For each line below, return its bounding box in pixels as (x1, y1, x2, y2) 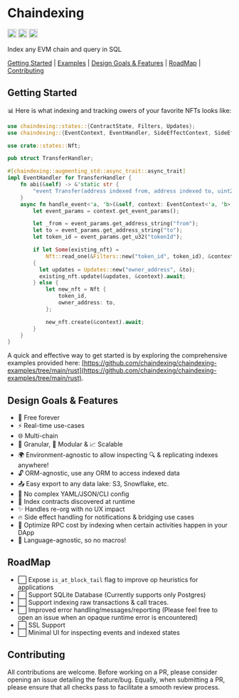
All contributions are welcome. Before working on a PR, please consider (7, 667, 218, 676)
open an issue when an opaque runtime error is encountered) (17, 613, 198, 621)
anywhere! (17, 461, 49, 470)
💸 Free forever (17, 414, 60, 422)
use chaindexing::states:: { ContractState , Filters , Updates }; (7, 122, 196, 129)
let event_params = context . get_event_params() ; (33, 208, 180, 215)
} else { (33, 279, 59, 286)
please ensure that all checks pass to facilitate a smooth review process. (7, 682, 221, 691)
